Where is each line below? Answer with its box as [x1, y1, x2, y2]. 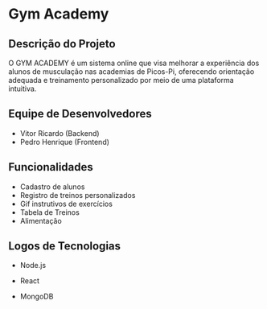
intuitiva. [8, 84, 37, 93]
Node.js [19, 261, 47, 270]
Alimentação [19, 216, 62, 225]
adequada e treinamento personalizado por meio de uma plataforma [8, 76, 235, 84]
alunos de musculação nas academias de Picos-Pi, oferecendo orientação [8, 67, 255, 76]
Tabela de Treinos [19, 207, 80, 217]
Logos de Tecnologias [8, 239, 121, 253]
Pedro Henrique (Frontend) [19, 137, 110, 146]
